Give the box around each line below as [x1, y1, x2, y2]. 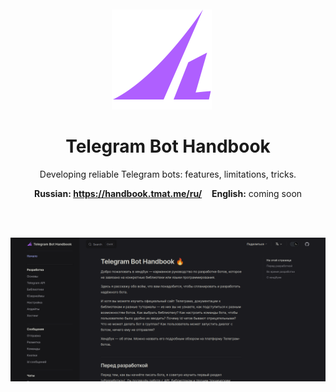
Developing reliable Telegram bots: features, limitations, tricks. [39, 168, 297, 180]
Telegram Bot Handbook [65, 135, 271, 158]
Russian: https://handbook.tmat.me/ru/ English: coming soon [33, 187, 303, 199]
